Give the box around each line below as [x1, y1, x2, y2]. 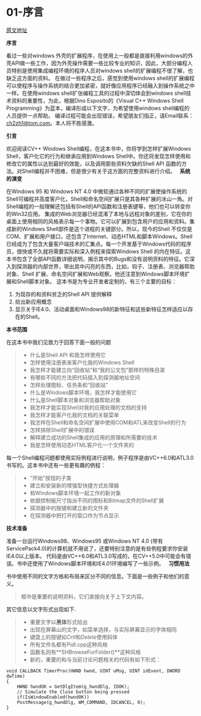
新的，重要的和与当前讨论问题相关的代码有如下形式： [29, 655, 162, 663]
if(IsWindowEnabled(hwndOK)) [17, 694, 90, 700]
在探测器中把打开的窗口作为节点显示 [29, 511, 120, 519]
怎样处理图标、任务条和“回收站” [29, 381, 108, 388]
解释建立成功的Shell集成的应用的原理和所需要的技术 [29, 433, 157, 441]
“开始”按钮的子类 [29, 474, 72, 481]
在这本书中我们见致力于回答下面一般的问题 [6, 338, 111, 346]
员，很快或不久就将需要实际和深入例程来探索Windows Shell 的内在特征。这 [6, 247, 191, 255]
